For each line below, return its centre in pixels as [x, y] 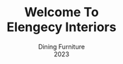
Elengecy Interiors [61, 27]
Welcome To [61, 12]
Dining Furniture [61, 46]
